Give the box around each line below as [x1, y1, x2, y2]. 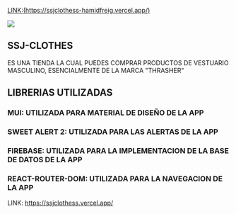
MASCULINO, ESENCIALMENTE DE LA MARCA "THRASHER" [7, 66, 184, 74]
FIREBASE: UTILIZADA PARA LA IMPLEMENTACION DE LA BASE [7, 145, 230, 155]
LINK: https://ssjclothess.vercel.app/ [7, 198, 114, 208]
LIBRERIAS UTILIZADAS [7, 86, 113, 98]
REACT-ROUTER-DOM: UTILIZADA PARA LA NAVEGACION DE [7, 174, 223, 184]
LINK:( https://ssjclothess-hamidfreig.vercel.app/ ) [7, 6, 151, 14]
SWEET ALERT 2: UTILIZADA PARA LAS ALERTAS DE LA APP [7, 127, 219, 137]
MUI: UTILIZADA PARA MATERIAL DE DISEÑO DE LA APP [7, 108, 204, 118]
